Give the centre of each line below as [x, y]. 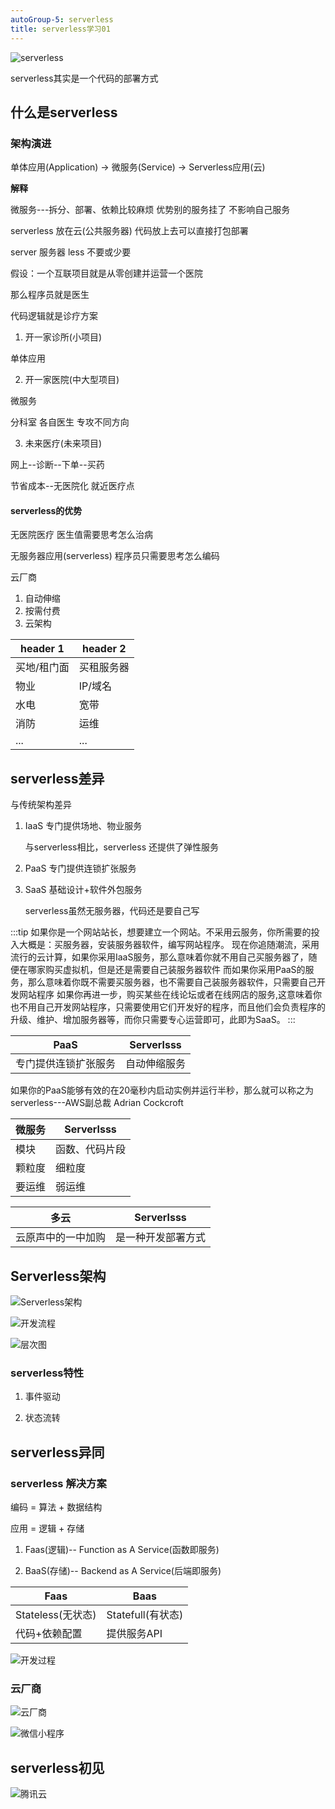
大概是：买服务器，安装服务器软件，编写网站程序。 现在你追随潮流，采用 [169, 945]
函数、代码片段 [91, 1149]
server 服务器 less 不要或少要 [71, 252]
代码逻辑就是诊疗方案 [54, 316]
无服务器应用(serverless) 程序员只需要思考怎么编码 [115, 556]
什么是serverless [64, 112]
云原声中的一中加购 [61, 1238]
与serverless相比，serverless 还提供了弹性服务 [121, 847]
